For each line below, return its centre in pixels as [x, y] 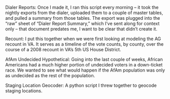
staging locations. [24, 91]
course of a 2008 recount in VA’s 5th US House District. [63, 49]
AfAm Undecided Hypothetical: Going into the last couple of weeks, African [84, 59]
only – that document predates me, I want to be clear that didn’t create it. [81, 29]
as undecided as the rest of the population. [50, 75]
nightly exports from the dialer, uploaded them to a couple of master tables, [84, 13]
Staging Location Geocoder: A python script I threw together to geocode [81, 85]
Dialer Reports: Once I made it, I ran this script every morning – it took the [82, 7]
